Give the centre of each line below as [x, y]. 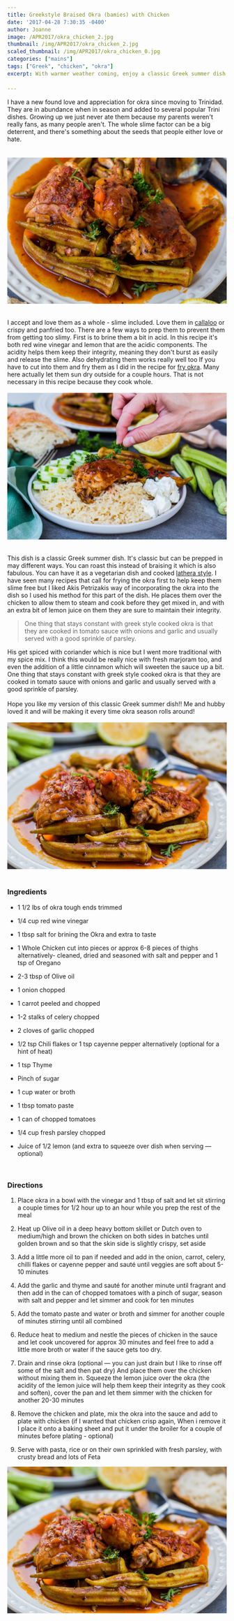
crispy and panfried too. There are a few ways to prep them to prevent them [116, 330]
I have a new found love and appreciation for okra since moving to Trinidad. [116, 102]
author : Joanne [29, 29]
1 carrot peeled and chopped [59, 1003]
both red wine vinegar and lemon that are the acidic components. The [107, 345]
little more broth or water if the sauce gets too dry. [89, 1350]
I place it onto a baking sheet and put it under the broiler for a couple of [120, 1429]
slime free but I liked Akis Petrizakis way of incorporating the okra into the [113, 587]
